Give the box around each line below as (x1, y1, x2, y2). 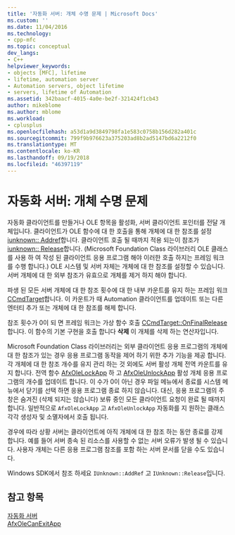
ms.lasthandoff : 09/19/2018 (7, 154, 90, 162)
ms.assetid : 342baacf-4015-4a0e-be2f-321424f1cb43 (7, 96, 159, 103)
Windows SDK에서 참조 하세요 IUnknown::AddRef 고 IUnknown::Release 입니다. (7, 469, 226, 477)
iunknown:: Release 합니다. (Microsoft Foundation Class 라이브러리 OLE (7, 244, 210, 253)
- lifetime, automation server (7, 75, 99, 83)
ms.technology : (7, 30, 52, 37)
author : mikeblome (7, 102, 61, 109)
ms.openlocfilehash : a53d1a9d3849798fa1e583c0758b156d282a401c (7, 128, 197, 135)
